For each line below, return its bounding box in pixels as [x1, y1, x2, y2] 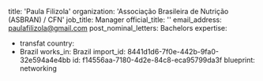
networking [19, 64, 58, 73]
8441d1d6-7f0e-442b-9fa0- [127, 47, 220, 56]
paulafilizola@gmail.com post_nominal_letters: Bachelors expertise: [8, 24, 227, 32]
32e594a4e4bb [19, 55, 71, 64]
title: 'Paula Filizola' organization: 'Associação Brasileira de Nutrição [8, 7, 229, 16]
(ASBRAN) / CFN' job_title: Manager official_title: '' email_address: [8, 15, 223, 24]
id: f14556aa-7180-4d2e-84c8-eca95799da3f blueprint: [72, 55, 255, 64]
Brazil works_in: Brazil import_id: [19, 47, 126, 56]
